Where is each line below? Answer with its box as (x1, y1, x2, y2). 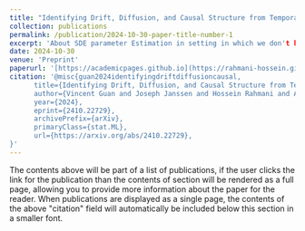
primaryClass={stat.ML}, (33, 123, 128, 132)
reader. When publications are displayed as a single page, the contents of (9, 193, 285, 204)
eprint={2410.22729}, (33, 106, 116, 115)
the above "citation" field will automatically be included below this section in (9, 203, 294, 214)
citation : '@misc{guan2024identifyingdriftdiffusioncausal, (9, 72, 242, 82)
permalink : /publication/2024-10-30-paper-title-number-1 (9, 30, 233, 39)
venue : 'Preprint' (9, 55, 79, 64)
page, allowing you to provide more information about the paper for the (9, 183, 275, 195)
